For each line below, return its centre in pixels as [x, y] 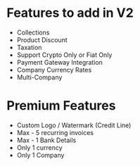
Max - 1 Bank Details [46, 140]
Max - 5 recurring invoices [55, 132]
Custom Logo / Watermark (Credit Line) [74, 125]
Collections [33, 32]
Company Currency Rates [54, 70]
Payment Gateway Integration [60, 62]
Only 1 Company [40, 155]
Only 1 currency [39, 147]
